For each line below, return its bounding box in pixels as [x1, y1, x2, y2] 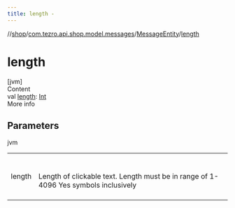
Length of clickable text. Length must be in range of [38, 172, 208, 181]
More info [7, 99, 36, 108]
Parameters [7, 120, 59, 132]
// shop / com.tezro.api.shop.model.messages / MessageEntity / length [7, 29, 199, 38]
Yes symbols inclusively [58, 180, 137, 190]
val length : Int [7, 92, 47, 100]
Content [7, 85, 31, 93]
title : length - [7, 10, 55, 18]
